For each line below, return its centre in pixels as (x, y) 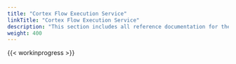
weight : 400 (25, 33)
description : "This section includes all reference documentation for (113, 26)
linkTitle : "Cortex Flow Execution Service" (73, 20)
